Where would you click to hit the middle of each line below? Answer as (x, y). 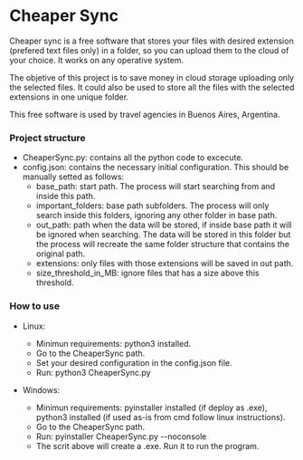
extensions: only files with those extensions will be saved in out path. (165, 264)
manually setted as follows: (73, 177)
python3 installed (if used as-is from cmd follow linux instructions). (161, 417)
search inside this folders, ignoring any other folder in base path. (156, 216)
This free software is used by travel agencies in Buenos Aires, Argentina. (145, 114)
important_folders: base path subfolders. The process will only (152, 206)
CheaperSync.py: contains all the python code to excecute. (133, 158)
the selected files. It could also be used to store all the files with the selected (152, 87)
